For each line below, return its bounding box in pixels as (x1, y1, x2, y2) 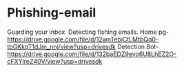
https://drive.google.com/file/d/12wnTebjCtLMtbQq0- (7, 35, 159, 43)
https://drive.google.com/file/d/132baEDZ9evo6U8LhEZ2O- (7, 50, 177, 58)
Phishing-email (7, 5, 96, 21)
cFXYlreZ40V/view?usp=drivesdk (7, 57, 103, 65)
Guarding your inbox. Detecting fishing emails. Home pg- (7, 28, 170, 36)
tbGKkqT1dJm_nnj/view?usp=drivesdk (7, 42, 116, 51)
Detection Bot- (116, 42, 159, 51)
